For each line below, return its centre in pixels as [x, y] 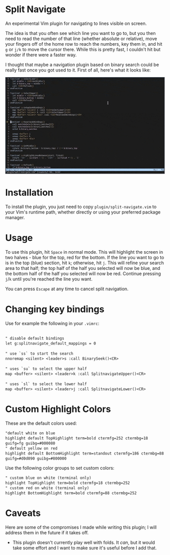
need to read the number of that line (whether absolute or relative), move [81, 39]
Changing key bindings [55, 309]
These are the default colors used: [41, 423]
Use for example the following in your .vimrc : [52, 324]
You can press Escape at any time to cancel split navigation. [67, 289]
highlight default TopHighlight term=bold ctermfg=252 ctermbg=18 [77, 438]
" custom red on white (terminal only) [47, 488]
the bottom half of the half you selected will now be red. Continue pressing [83, 274]
